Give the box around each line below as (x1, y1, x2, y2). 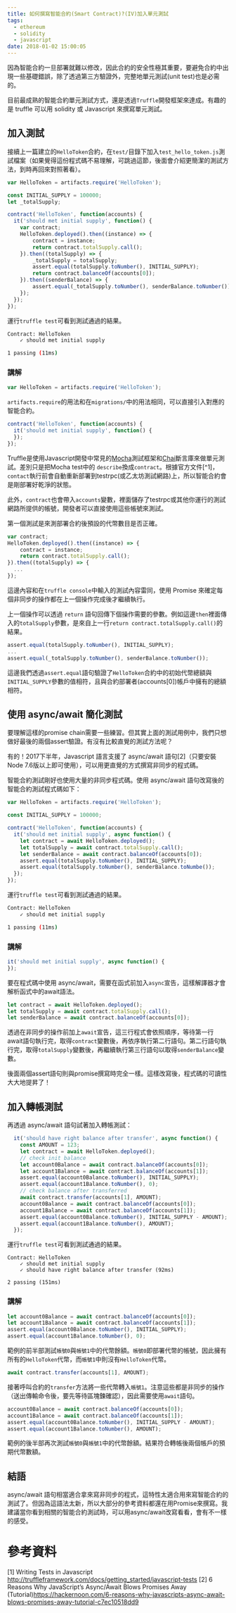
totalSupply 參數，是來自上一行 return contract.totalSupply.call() (20, 618, 217, 627)
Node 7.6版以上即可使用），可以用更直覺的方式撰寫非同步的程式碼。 (7, 761, 202, 770)
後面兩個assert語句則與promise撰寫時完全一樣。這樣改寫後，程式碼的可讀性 (7, 1069, 228, 1078)
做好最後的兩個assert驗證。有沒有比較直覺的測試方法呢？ (7, 737, 173, 746)
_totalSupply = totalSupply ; (32, 257, 118, 264)
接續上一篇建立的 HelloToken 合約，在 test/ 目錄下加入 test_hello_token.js (7, 147, 219, 156)
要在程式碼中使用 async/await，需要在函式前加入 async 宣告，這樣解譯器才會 (7, 978, 226, 987)
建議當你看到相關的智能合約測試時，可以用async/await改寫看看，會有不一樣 (7, 1508, 227, 1516)
